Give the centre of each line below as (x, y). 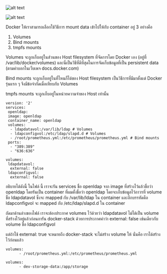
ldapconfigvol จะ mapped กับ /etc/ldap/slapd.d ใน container (66, 203)
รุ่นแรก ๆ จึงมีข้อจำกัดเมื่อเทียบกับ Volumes (42, 84)
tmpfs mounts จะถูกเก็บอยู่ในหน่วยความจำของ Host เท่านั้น (57, 94)
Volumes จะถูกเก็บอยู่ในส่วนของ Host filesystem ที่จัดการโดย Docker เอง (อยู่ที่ (76, 57)
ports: (15, 142)
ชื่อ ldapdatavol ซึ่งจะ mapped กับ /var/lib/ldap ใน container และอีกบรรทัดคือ (77, 197)
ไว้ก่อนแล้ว (15, 240)
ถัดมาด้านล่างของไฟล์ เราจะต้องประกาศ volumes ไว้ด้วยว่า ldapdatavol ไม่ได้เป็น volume (82, 213)
